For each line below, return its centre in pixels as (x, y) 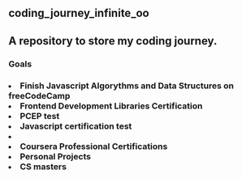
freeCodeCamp (39, 95)
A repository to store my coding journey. (113, 41)
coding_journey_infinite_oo (79, 13)
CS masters (43, 167)
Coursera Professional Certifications (94, 146)
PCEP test (40, 116)
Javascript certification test (76, 126)
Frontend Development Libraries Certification (111, 106)
